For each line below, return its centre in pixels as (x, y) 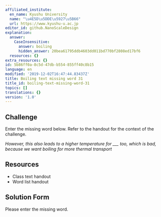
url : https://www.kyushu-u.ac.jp (44, 23)
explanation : (19, 33)
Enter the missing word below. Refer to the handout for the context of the (80, 129)
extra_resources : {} (27, 60)
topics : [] (16, 88)
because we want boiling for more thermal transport (59, 149)
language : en (19, 70)
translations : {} (23, 92)
